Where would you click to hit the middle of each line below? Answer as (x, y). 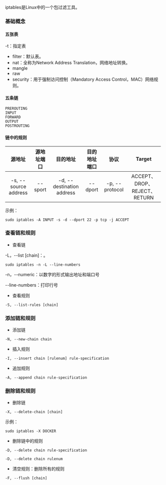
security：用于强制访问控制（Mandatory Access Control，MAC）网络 (83, 79)
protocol (114, 190)
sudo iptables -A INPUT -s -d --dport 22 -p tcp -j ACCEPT (67, 220)
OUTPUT (12, 122)
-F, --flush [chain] (26, 478)
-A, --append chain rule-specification (46, 378)
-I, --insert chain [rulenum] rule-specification (57, 359)
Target (144, 159)
